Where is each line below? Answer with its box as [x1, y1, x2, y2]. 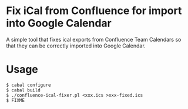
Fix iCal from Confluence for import [6, 4, 182, 18]
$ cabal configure [6, 82, 51, 88]
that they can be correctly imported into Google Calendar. [6, 42, 146, 49]
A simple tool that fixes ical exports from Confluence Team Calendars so [6, 36, 182, 43]
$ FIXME [6, 97, 25, 103]
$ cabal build [6, 87, 41, 93]
